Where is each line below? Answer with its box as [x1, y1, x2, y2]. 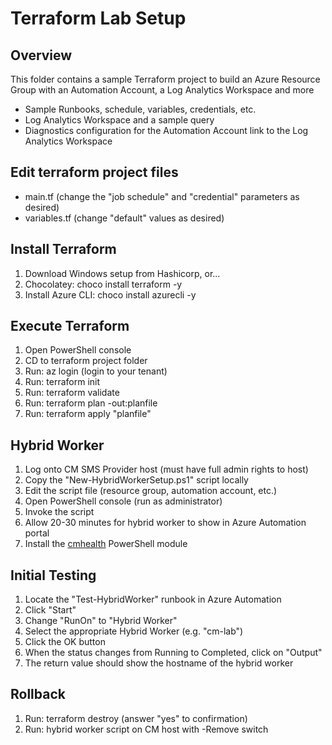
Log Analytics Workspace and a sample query [24, 114, 215, 126]
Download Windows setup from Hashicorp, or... [24, 267, 221, 279]
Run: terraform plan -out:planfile [24, 397, 158, 409]
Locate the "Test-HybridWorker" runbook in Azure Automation [24, 593, 282, 606]
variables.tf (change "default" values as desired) [24, 212, 225, 224]
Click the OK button [24, 636, 106, 648]
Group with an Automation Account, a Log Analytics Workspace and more [10, 84, 315, 96]
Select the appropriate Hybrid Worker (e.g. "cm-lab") [24, 625, 244, 637]
